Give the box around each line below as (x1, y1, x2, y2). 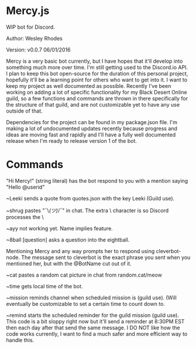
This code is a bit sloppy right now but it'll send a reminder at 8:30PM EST (6, 318, 185, 325)
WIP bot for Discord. (6, 23, 56, 30)
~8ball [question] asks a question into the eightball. (6, 236, 130, 243)
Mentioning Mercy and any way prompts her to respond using (6, 247, 155, 254)
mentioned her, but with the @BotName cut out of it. (6, 260, 132, 267)
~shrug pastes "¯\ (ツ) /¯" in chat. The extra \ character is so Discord (6, 207, 169, 214)
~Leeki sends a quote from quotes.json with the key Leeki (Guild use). (6, 195, 175, 202)
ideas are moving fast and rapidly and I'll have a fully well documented (6, 131, 176, 138)
